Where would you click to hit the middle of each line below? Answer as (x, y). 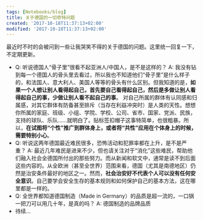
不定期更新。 (22, 55)
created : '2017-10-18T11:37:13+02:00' (55, 23)
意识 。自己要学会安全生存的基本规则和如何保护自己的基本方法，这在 (105, 181)
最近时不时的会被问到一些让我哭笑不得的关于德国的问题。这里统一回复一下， (102, 47)
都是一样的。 (36, 188)
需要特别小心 (31, 135)
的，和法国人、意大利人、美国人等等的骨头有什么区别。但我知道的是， (103, 82)
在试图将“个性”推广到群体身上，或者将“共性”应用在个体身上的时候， (111, 128)
